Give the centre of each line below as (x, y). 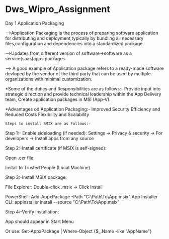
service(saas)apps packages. (36, 58)
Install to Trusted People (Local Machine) (48, 167)
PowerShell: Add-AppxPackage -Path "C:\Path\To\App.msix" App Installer (81, 196)
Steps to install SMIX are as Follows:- (48, 124)
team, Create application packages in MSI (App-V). (58, 99)
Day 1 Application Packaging (35, 23)
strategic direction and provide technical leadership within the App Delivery (83, 94)
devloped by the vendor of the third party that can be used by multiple (78, 73)
